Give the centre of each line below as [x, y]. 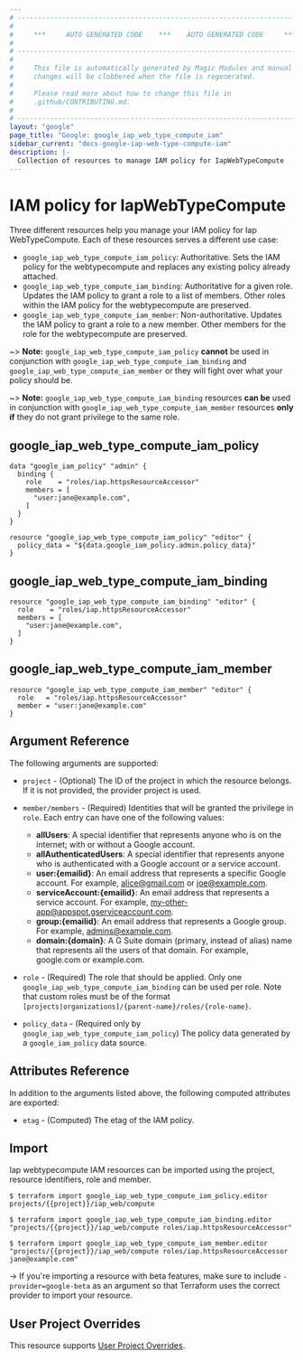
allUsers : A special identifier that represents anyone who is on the [159, 835]
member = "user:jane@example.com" [82, 706]
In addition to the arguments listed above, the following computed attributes [150, 1093]
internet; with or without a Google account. [115, 844]
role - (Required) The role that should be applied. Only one [132, 977]
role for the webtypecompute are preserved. [105, 334]
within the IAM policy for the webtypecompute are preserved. [137, 305]
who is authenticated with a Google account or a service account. [158, 863]
